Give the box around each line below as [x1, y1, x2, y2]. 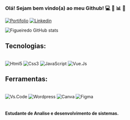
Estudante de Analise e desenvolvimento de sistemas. [5, 110, 119, 116]
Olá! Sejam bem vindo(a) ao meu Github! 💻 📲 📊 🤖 [5, 4, 126, 11]
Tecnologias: [5, 41, 46, 50]
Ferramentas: [5, 75, 48, 83]
